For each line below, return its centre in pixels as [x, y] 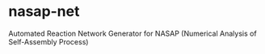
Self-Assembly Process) [48, 41]
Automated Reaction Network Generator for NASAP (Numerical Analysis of [132, 33]
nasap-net [44, 12]
